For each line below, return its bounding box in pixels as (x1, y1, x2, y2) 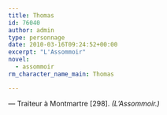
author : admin (8, 26, 55, 34)
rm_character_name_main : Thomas (8, 70, 114, 78)
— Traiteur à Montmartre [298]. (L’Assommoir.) (8, 98, 160, 108)
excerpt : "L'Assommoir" (8, 48, 87, 56)
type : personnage (8, 33, 65, 42)
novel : (8, 56, 30, 64)
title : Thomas (8, 11, 55, 20)
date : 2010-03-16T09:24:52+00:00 (8, 41, 118, 49)
